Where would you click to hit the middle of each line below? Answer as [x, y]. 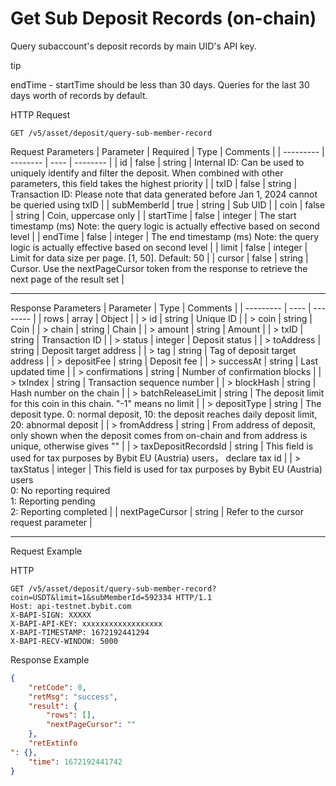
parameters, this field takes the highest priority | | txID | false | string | [154, 183]
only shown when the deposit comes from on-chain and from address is [159, 435]
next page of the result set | [67, 279]
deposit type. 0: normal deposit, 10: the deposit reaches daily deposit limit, [164, 414]
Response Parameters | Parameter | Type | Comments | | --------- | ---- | [161, 308]
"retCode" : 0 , [57, 687]
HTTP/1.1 [194, 597]
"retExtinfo [53, 743]
